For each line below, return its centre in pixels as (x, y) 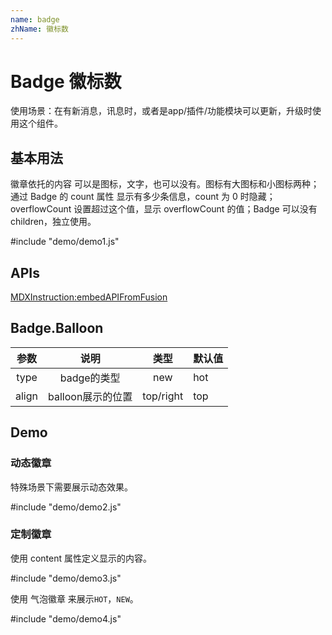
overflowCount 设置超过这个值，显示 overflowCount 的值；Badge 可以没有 (164, 209)
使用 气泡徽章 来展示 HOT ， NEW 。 (74, 598)
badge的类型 (90, 378)
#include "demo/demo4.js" (66, 618)
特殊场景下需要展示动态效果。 (71, 487)
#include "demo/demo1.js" (65, 242)
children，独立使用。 (53, 222)
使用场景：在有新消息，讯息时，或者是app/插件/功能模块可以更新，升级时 (161, 111)
